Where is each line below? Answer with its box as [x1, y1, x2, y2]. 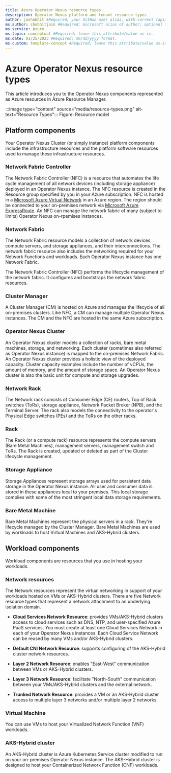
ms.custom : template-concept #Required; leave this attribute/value [5, 41, 154, 46]
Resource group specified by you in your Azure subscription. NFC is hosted [5, 191, 164, 197]
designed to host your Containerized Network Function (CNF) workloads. [5, 762, 159, 768]
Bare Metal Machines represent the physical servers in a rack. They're [5, 518, 153, 525]
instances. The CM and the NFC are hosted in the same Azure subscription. [5, 315, 164, 321]
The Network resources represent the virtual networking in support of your [5, 587, 162, 594]
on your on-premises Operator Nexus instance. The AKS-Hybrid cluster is [5, 756, 160, 762]
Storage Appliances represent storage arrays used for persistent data [5, 478, 151, 484]
